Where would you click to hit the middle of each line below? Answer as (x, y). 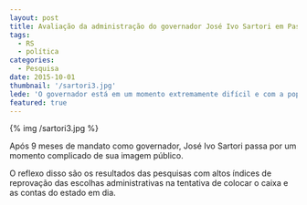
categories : (32, 60)
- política (38, 52)
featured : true (38, 102)
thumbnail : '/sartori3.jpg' (63, 86)
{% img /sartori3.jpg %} (54, 128)
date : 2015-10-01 (42, 77)
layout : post (34, 18)
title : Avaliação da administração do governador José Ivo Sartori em (147, 26)
